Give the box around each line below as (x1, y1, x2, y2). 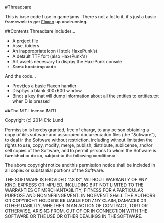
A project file (12, 38, 38, 44)
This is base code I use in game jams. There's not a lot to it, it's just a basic (5, 14, 156, 19)
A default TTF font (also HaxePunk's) (12, 53, 87, 59)
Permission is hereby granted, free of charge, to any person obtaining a (5, 127, 149, 133)
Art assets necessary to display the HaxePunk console (12, 59, 122, 64)
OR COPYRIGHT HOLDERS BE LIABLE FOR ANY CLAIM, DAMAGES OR (5, 198, 147, 203)
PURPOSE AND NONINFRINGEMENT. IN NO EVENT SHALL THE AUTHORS (5, 193, 156, 198)
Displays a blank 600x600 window (12, 88, 82, 93)
